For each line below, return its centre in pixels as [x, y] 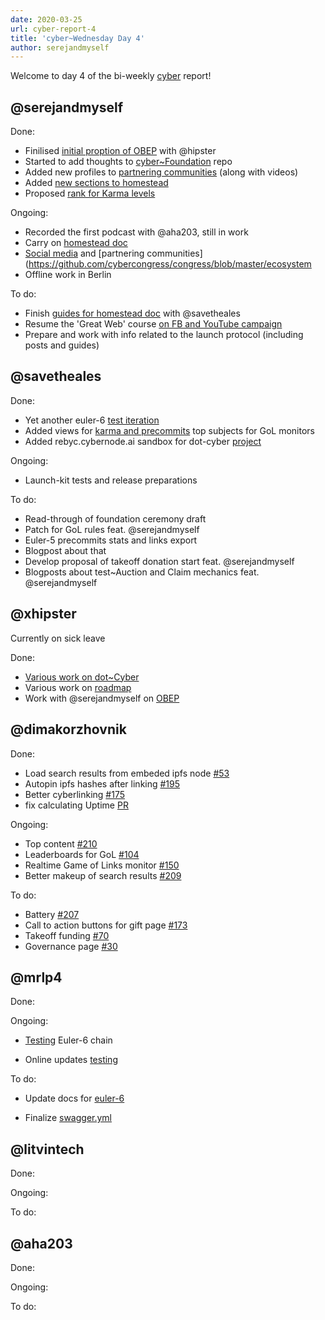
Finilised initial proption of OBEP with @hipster [120, 151]
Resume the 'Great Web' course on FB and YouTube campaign [153, 324]
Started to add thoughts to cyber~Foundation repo [128, 162]
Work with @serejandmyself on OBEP [102, 698]
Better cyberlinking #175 [74, 794]
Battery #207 [52, 914]
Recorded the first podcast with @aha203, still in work [136, 232]
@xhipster [43, 614]
